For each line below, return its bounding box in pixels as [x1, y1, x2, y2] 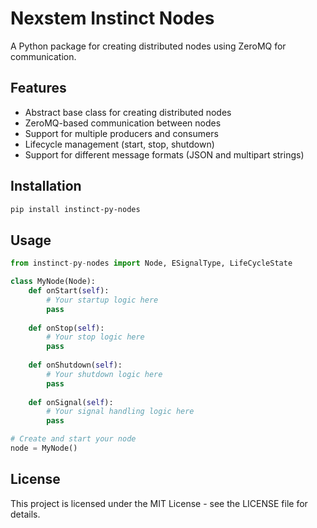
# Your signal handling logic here [46, 407, 195, 417]
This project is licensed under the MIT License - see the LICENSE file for [10, 497, 308, 509]
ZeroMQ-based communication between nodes [24, 117, 222, 129]
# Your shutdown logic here [46, 369, 163, 379]
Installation [10, 178, 82, 195]
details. [10, 508, 41, 520]
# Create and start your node [10, 434, 137, 444]
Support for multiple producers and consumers [24, 127, 219, 139]
